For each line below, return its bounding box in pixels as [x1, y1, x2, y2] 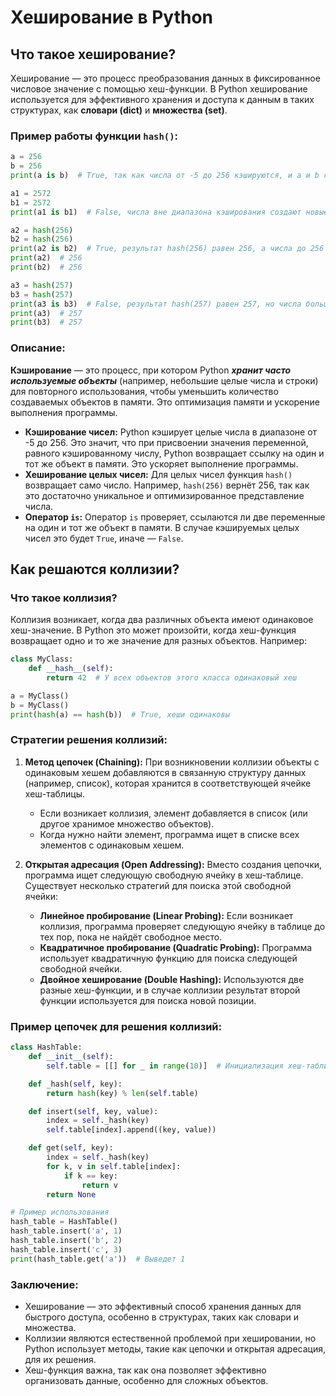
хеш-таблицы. [24, 787, 85, 800]
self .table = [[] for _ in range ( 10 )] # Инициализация [46, 1061, 284, 1071]
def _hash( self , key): [28, 1079, 123, 1089]
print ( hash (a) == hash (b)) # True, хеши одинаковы [10, 709, 230, 720]
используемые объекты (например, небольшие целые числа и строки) [10, 374, 319, 386]
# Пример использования [10, 1207, 110, 1218]
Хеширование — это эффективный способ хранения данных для [24, 1300, 302, 1312]
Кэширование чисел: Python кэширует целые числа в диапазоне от [24, 426, 318, 438]
